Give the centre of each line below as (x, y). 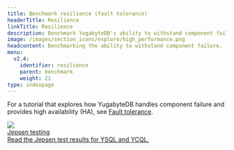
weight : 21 (36, 78)
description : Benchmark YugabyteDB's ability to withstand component (110, 33)
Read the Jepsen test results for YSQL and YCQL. (78, 140)
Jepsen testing (29, 132)
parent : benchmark (46, 72)
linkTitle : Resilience (40, 26)
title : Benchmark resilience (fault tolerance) (78, 14)
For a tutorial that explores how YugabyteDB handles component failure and (116, 104)
